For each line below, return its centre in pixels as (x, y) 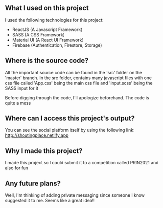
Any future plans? (33, 183)
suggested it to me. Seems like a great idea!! (50, 201)
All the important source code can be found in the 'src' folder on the (74, 72)
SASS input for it (22, 88)
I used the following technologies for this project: (54, 20)
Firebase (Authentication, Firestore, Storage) (57, 45)
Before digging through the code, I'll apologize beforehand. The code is (77, 97)
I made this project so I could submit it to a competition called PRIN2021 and (82, 163)
